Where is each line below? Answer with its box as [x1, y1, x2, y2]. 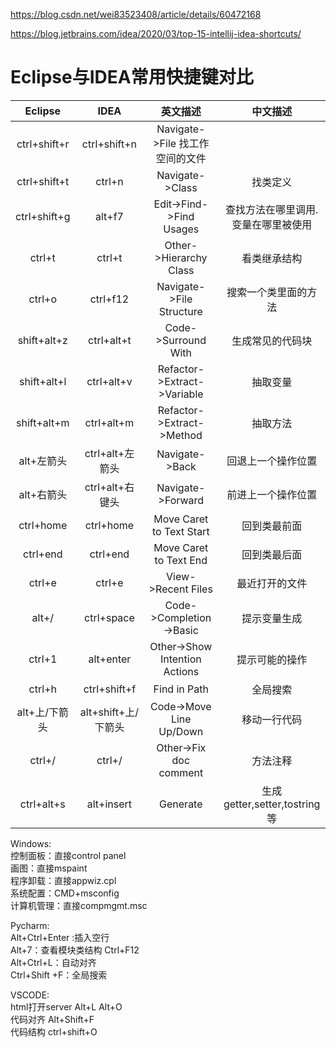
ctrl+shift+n [81, 137, 137, 151]
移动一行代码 [241, 712, 303, 726]
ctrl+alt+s [19, 797, 66, 811]
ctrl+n [95, 174, 124, 188]
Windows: [10, 837, 52, 849]
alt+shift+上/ [79, 705, 140, 719]
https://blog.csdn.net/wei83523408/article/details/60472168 [10, 9, 262, 20]
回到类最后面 [241, 547, 303, 561]
